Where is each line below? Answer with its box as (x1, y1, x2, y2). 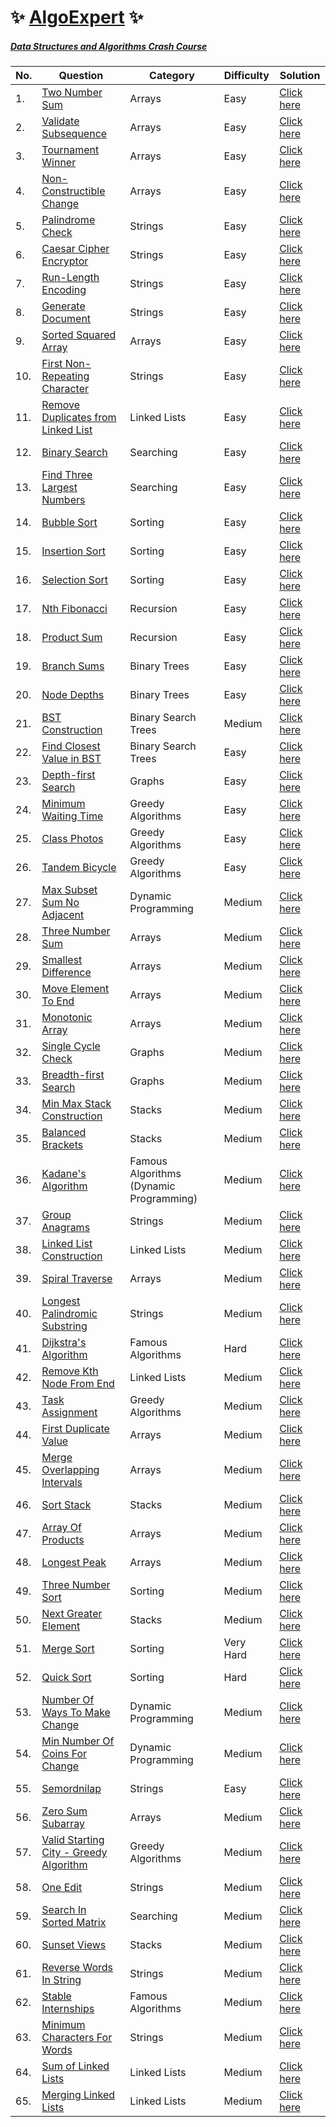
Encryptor (41, 254, 89, 268)
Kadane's (41, 1167, 87, 1181)
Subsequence (41, 127, 108, 141)
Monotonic (41, 1011, 93, 1025)
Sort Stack (41, 1498, 92, 1512)
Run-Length (41, 271, 100, 285)
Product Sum (41, 631, 103, 645)
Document (41, 312, 92, 326)
